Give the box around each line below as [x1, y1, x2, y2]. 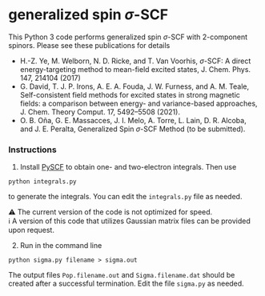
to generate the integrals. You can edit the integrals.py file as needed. [8, 192, 243, 202]
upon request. [8, 226, 54, 235]
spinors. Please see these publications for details [8, 40, 171, 50]
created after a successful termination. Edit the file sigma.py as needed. [8, 278, 244, 289]
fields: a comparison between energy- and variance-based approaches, [19, 98, 258, 108]
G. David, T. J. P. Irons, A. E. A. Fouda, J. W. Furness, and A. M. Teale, [19, 82, 250, 91]
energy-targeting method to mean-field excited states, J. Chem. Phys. [19, 64, 251, 74]
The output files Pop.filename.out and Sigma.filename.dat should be [8, 270, 235, 280]
